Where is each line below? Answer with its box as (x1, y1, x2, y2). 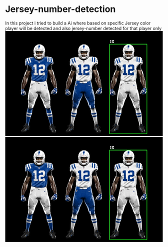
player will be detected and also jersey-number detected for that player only (5, 25, 162, 31)
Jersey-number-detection (5, 3, 116, 15)
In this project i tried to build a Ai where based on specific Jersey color (5, 20, 151, 26)
